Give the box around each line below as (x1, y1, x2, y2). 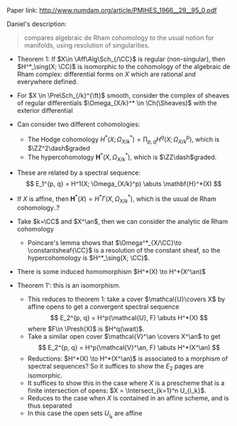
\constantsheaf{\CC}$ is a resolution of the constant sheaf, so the (27, 246, 221, 255)
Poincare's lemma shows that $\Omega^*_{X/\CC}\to (27, 239, 182, 247)
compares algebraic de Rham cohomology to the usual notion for (23, 33, 214, 42)
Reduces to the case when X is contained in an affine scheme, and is (27, 394, 229, 403)
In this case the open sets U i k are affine (27, 409, 143, 420)
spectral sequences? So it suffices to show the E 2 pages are (27, 362, 204, 372)
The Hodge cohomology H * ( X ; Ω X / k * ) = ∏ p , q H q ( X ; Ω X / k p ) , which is (27, 134, 220, 145)
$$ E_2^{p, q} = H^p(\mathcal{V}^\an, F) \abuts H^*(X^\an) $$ (38, 344, 221, 352)
